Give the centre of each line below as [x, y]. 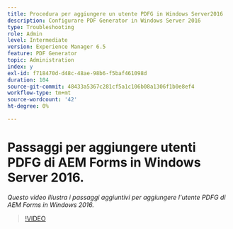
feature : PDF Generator [42, 54]
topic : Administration [41, 60]
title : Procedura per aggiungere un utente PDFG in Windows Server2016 [115, 14]
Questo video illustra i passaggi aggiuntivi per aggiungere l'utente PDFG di [116, 197]
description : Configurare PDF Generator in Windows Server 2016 [104, 21]
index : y [20, 67]
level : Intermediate [38, 40]
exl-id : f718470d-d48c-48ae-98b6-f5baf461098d [77, 73]
